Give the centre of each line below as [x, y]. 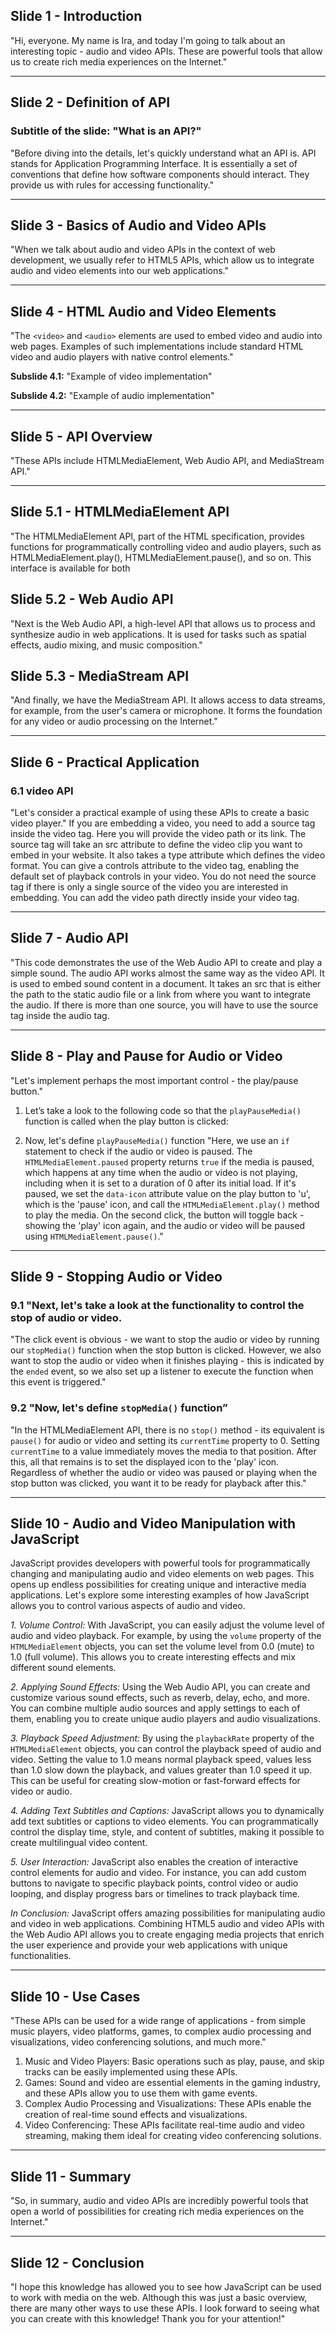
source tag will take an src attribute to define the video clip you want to [156, 845]
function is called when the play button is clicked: [126, 1121]
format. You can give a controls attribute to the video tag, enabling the [155, 866]
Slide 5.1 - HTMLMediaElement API [120, 512]
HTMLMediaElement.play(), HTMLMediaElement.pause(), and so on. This [161, 557]
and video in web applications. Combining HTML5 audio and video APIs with [167, 1924]
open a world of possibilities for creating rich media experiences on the [157, 2211]
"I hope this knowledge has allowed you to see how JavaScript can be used [166, 2286]
